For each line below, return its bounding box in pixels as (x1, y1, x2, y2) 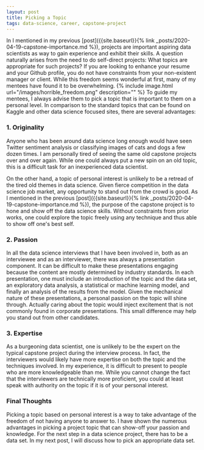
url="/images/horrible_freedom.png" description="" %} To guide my (6, 89, 178, 96)
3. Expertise (6, 329, 43, 337)
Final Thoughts (6, 397, 52, 406)
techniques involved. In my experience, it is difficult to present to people (6, 362, 188, 370)
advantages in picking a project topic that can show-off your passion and (6, 424, 190, 431)
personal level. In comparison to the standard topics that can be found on (6, 102, 191, 109)
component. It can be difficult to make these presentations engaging (6, 262, 178, 269)
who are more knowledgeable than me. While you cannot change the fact (6, 369, 191, 376)
